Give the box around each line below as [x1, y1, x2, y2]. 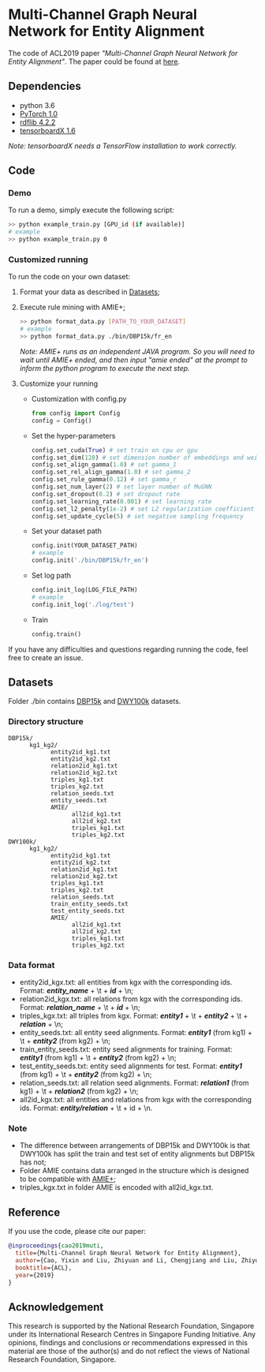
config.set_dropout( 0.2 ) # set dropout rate [31, 490, 181, 498]
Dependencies [8, 80, 81, 93]
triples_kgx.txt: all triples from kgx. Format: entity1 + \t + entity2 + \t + [19, 1011, 248, 1021]
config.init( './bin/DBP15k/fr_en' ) [31, 556, 148, 565]
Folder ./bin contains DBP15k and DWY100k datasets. [8, 697, 181, 706]
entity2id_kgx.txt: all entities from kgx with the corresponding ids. [19, 978, 233, 987]
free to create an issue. [8, 652, 84, 662]
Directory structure [8, 716, 84, 727]
